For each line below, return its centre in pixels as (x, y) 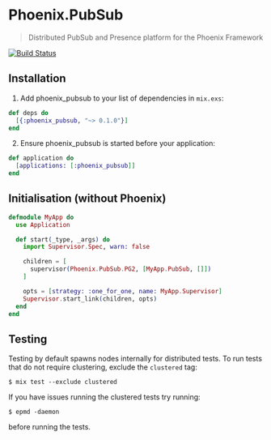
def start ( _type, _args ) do (63, 239)
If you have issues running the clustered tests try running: (104, 397)
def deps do (28, 113)
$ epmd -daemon (34, 412)
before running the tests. (50, 427)
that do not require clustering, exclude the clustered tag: (103, 367)
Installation (37, 79)
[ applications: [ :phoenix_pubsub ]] (76, 166)
